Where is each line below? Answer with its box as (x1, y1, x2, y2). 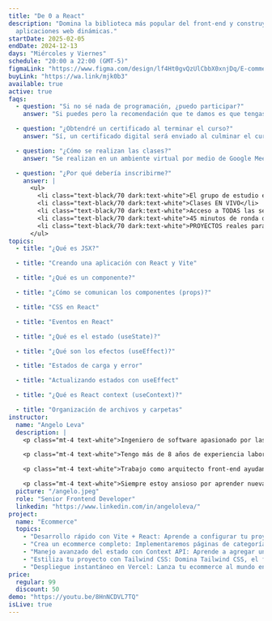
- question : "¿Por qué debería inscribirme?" (15, 169, 172, 177)
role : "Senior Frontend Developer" (15, 494, 136, 503)
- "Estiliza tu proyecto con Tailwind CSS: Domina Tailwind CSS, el (23, 555, 259, 563)
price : (8, 570, 31, 579)
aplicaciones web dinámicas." (15, 27, 117, 35)
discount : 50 (15, 585, 60, 593)
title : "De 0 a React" (8, 11, 85, 20)
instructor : (8, 413, 49, 421)
